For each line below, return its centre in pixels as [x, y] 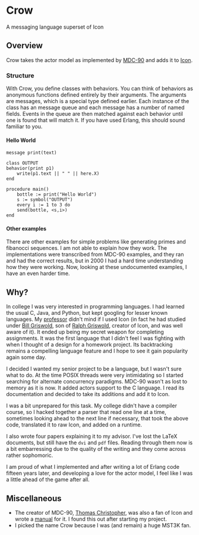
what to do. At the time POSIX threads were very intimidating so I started [95, 375]
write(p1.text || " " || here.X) [58, 174]
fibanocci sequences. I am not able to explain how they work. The [87, 248]
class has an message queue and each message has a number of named [96, 107]
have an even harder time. [38, 273]
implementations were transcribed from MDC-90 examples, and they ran [95, 255]
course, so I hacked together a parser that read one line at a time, [86, 412]
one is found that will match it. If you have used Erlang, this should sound [96, 120]
